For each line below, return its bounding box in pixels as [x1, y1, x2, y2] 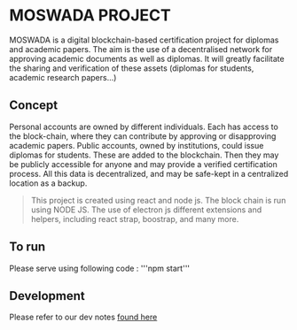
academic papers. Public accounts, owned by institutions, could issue [9, 140, 264, 150]
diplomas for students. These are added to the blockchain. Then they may [9, 150, 279, 160]
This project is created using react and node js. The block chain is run [30, 195, 286, 205]
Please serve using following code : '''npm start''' [9, 263, 191, 273]
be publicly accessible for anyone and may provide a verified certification [9, 158, 277, 169]
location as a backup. [9, 178, 88, 188]
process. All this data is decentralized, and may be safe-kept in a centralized [9, 168, 289, 179]
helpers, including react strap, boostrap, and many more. [30, 213, 239, 224]
